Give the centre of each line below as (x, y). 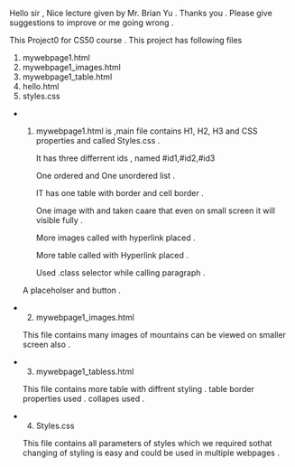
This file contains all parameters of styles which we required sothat (147, 443)
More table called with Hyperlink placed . (112, 255)
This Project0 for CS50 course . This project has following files (126, 40)
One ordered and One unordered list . (106, 176)
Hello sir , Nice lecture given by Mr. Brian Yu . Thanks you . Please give (141, 13)
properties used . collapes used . (83, 398)
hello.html (41, 86)
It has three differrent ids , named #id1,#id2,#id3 (125, 158)
